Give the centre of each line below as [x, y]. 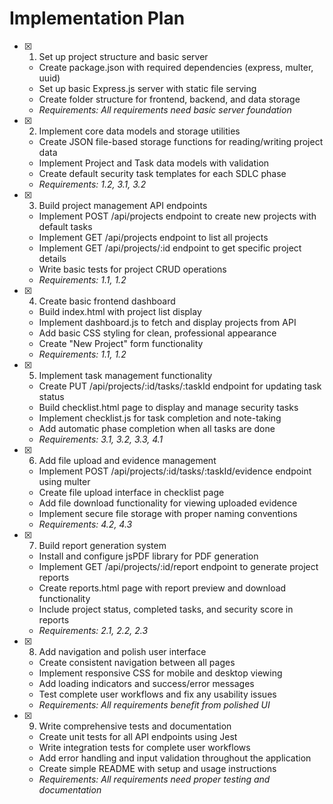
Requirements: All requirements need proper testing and [154, 779]
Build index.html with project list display [120, 311]
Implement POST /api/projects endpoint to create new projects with [177, 216]
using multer [64, 481]
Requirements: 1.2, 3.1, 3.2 [92, 184]
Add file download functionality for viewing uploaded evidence [168, 503]
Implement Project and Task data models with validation [154, 163]
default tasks [65, 226]
